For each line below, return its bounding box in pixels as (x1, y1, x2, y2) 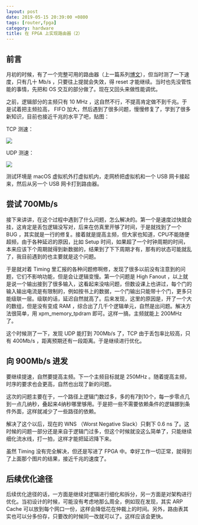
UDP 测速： (6, 149, 34, 156)
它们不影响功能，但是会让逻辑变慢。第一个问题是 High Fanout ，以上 (16, 273, 183, 280)
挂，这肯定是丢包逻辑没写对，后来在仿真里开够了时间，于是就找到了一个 (6, 223, 181, 231)
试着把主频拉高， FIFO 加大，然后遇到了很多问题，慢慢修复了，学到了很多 (11, 105, 191, 112)
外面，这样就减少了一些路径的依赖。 (11, 407, 99, 414)
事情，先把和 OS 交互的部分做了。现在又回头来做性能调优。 (16, 85, 161, 92)
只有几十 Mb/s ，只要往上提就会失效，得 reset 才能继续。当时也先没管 (16, 78, 187, 85)
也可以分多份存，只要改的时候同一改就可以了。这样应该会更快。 (11, 513, 166, 520)
